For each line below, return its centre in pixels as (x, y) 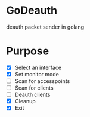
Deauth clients (32, 95)
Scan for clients (34, 88)
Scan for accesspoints (42, 81)
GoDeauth (32, 10)
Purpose (28, 51)
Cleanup (25, 101)
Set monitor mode (37, 74)
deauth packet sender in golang (45, 27)
